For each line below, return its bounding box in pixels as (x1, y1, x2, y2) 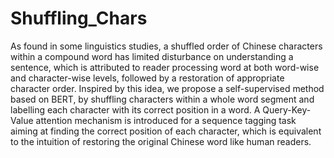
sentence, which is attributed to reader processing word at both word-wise (10, 61, 320, 73)
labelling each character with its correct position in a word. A (10, 103, 261, 116)
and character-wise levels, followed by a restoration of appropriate (10, 72, 285, 84)
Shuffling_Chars (10, 7, 148, 30)
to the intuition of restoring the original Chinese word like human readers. (10, 135, 312, 147)
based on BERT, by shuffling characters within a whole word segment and (10, 93, 315, 105)
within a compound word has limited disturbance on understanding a (10, 50, 294, 62)
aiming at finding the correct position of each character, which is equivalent (10, 125, 322, 137)
